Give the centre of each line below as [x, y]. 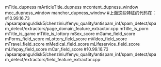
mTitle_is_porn [134, 28]
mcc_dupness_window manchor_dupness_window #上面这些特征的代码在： [81, 13]
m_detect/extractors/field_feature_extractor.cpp [53, 59]
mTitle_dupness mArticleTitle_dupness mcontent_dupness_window [72, 7]
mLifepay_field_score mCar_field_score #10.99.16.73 [57, 49]
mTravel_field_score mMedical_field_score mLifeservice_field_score [72, 44]
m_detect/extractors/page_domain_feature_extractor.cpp [62, 28]
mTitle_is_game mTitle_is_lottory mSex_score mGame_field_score [70, 34]
